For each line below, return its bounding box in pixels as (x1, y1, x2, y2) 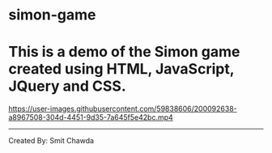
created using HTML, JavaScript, (8, 60, 235, 79)
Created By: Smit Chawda (8, 136, 95, 146)
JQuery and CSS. (8, 77, 127, 96)
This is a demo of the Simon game (8, 43, 240, 62)
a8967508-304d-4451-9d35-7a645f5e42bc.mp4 (8, 113, 174, 122)
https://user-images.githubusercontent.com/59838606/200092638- (8, 104, 237, 114)
